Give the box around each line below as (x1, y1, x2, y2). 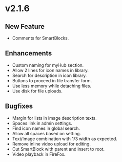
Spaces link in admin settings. (12, 120, 72, 126)
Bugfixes (5, 102, 33, 110)
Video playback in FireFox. (12, 151, 66, 157)
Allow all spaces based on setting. (12, 130, 81, 136)
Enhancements (5, 49, 52, 57)
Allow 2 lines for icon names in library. (12, 67, 89, 73)
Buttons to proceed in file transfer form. (12, 77, 92, 83)
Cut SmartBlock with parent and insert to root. (12, 146, 105, 152)
